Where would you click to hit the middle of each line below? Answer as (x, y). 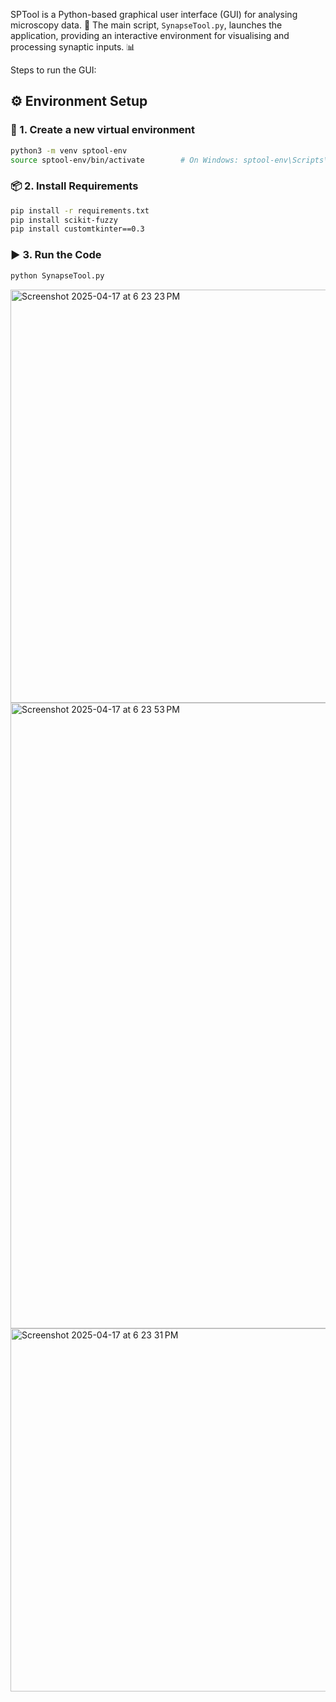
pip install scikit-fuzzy (64, 220)
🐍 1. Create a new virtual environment (103, 130)
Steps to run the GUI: (53, 70)
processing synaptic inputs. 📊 (73, 47)
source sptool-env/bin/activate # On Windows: (125, 160)
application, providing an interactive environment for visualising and (150, 35)
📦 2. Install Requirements (74, 186)
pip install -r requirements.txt (80, 210)
